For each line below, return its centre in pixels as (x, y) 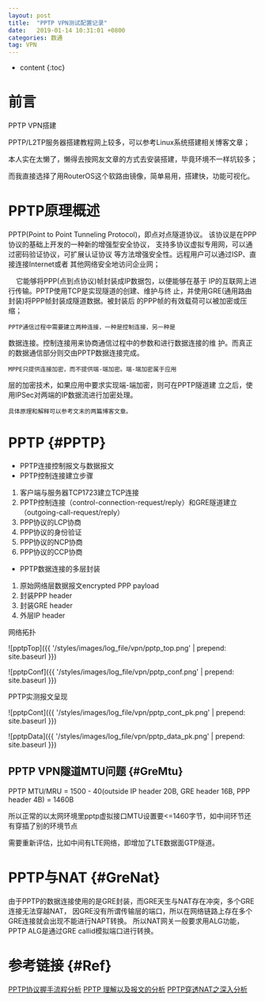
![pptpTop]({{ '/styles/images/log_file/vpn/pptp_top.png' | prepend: (117, 648)
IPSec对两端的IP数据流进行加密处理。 (76, 395)
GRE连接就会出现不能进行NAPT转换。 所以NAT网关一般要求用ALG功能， (126, 921)
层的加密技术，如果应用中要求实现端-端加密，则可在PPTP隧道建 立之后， (127, 385)
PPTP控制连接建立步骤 (56, 476)
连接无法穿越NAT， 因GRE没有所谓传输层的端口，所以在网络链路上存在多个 (131, 911)
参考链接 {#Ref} (60, 966)
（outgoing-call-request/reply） (72, 512)
